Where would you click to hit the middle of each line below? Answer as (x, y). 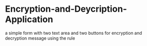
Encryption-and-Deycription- (66, 9)
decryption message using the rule (40, 38)
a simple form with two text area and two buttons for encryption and (74, 33)
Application (29, 19)
